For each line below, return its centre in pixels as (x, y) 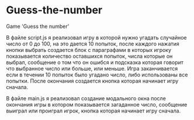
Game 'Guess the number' (38, 26)
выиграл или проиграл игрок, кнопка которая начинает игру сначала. (93, 111)
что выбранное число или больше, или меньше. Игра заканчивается (92, 68)
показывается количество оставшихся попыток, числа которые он (89, 56)
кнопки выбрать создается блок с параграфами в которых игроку (89, 50)
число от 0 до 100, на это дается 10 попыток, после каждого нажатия (93, 44)
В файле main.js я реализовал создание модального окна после (86, 98)
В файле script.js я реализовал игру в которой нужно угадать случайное (96, 37)
